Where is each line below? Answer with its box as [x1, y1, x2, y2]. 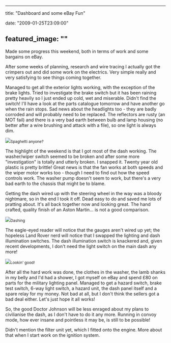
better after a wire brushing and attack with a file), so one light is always [5, 122, 156, 128]
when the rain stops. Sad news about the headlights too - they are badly [5, 105, 157, 112]
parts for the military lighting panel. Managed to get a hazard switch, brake [5, 280, 162, 286]
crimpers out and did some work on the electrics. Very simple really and [5, 69, 156, 75]
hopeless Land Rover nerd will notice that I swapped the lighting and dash [5, 232, 160, 239]
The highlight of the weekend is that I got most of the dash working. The [5, 148, 157, 154]
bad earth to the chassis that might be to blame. [5, 180, 106, 187]
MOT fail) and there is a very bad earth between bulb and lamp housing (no [5, 117, 163, 123]
